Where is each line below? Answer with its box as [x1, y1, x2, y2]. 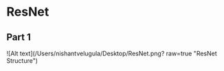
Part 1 [6, 31, 32, 43]
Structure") [6, 57, 38, 65]
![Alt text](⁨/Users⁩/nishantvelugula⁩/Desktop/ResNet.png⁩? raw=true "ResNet [6, 49, 217, 57]
